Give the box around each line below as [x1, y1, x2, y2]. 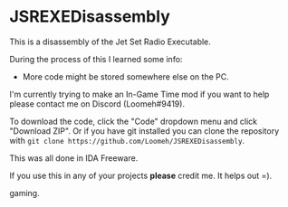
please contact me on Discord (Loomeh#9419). [9, 98, 186, 109]
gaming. [9, 187, 40, 198]
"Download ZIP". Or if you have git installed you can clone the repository [9, 125, 280, 136]
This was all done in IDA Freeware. [9, 152, 139, 164]
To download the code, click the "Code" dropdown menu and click [9, 116, 258, 127]
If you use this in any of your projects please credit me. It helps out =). [9, 170, 273, 181]
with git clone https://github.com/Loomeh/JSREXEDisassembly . [9, 135, 245, 146]
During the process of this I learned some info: [9, 53, 183, 64]
